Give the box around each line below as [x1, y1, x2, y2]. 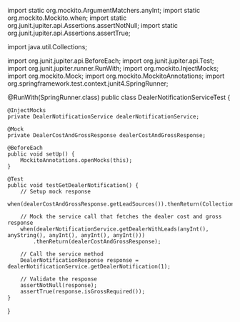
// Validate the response [20, 276, 98, 283]
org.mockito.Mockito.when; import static [7, 14, 127, 22]
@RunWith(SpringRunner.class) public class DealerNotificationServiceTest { [7, 93, 231, 101]
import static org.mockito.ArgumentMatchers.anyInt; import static [7, 6, 201, 14]
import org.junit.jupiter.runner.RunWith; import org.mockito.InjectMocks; [7, 64, 219, 72]
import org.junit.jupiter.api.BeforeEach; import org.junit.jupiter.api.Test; [7, 56, 214, 65]
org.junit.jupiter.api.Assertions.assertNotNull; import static [7, 21, 179, 29]
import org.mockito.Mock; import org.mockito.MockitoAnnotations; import [7, 71, 225, 80]
